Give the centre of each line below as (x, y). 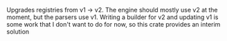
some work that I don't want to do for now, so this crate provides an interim (113, 24)
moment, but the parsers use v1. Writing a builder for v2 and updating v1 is (112, 17)
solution (18, 31)
